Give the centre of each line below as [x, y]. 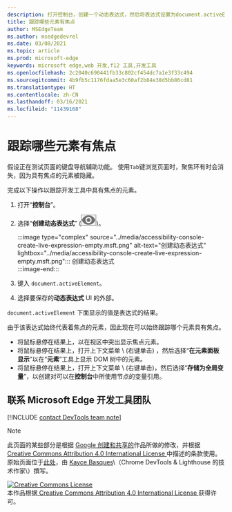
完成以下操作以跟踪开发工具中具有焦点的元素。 [74, 190]
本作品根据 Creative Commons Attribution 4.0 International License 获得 [109, 493]
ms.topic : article [33, 51]
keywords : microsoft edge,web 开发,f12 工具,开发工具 [82, 66]
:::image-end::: [38, 268]
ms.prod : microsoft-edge [43, 59]
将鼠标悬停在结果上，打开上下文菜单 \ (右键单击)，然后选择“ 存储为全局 [117, 367]
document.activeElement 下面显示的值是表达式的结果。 [85, 312]
